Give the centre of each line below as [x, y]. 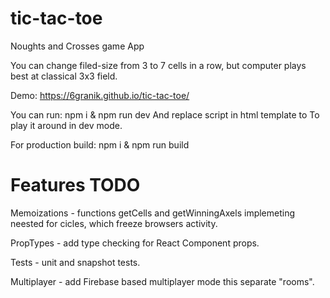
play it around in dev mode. [66, 125]
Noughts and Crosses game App [77, 46]
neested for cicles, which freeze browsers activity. [114, 223]
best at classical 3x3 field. [64, 76]
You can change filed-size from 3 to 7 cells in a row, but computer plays [158, 65]
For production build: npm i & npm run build [100, 144]
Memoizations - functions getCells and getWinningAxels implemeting [153, 213]
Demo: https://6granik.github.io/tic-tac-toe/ [100, 95]
